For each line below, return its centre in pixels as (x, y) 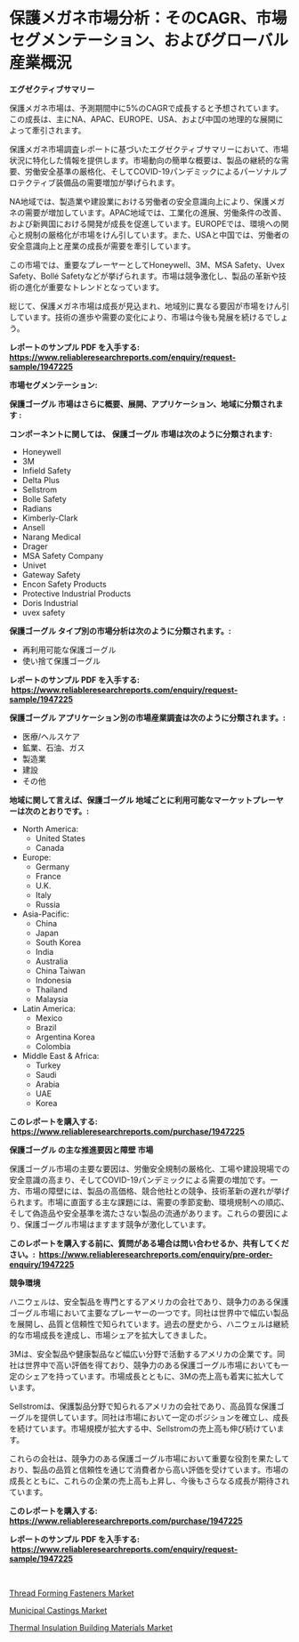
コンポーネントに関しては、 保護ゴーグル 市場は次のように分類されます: (141, 433)
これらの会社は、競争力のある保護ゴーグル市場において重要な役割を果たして (149, 1458)
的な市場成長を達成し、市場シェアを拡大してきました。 (110, 1335)
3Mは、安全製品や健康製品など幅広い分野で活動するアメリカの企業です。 (143, 1354)
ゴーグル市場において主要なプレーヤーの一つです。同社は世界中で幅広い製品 (149, 1313)
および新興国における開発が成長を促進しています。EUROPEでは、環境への (145, 223)
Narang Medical (52, 537)
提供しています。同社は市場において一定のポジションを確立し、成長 (164, 1417)
